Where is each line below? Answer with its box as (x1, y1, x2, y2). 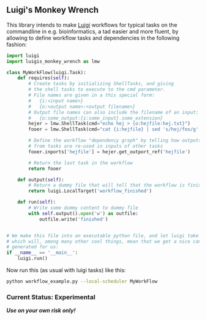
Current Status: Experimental (6, 292, 96, 301)
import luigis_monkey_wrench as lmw (6, 58, 100, 64)
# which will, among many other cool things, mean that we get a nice (6, 238, 191, 245)
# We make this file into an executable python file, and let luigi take (6, 232, 199, 238)
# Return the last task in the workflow (28, 159, 133, 166)
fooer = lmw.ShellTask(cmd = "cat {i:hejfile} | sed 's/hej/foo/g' (28, 126, 199, 132)
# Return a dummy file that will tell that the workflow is (28, 182, 185, 189)
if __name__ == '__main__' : (6, 250, 78, 256)
